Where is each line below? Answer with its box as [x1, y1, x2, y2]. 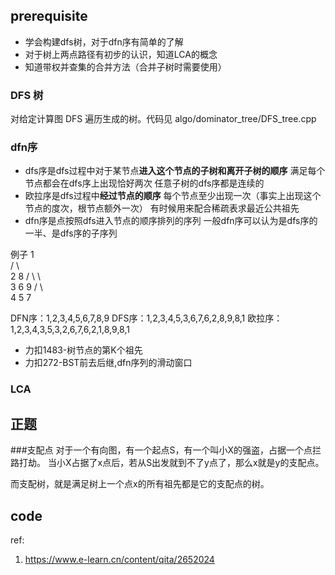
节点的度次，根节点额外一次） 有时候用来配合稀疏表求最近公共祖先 [24, 202, 300, 214]
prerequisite [10, 8, 88, 25]
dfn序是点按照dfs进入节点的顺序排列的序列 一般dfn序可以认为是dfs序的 [24, 215, 318, 227]
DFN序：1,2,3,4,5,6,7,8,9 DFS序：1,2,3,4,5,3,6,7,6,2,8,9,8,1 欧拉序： [10, 312, 283, 324]
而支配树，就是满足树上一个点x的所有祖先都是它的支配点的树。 [10, 478, 270, 490]
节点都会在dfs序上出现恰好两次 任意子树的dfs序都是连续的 [24, 177, 265, 189]
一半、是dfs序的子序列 [24, 227, 118, 239]
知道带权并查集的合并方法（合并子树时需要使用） [24, 60, 227, 73]
